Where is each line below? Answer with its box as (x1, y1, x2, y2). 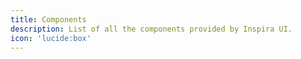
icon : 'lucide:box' (10, 33, 92, 43)
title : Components (10, 14, 87, 25)
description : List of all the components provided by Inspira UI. (10, 24, 293, 34)
